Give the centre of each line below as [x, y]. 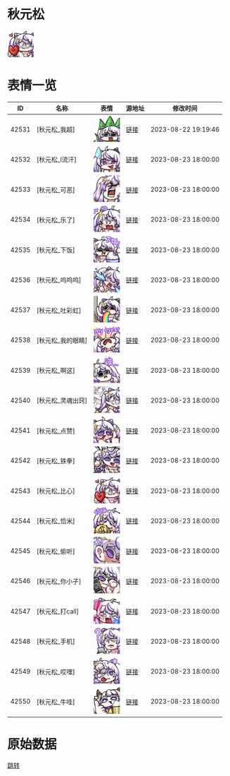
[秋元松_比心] [56, 491]
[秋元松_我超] [56, 130]
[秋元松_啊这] [56, 371]
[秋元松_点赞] [56, 431]
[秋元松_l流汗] [57, 160]
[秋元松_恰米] [56, 521]
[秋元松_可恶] [56, 190]
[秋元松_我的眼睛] [62, 340]
